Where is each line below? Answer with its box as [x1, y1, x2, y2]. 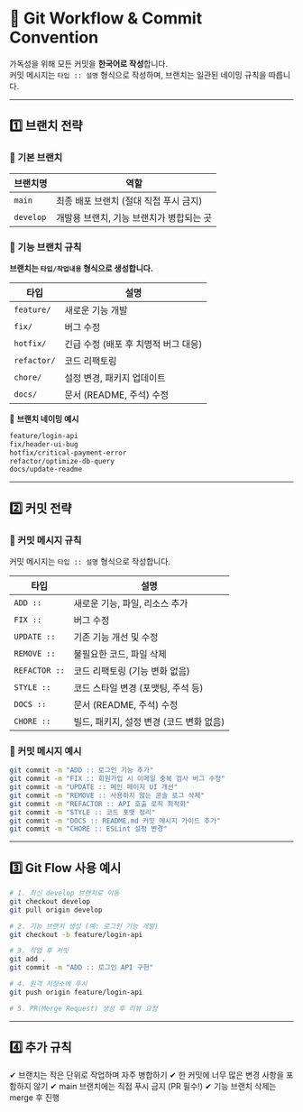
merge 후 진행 [9, 1091, 60, 1103]
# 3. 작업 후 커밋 [9, 946, 69, 955]
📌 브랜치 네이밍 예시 [9, 413, 79, 424]
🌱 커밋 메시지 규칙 [9, 534, 82, 547]
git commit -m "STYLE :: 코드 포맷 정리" [9, 807, 156, 817]
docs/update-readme [9, 464, 83, 474]
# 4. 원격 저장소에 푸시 [9, 979, 87, 988]
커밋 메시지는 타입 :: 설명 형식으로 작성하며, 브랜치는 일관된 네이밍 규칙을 [9, 69, 267, 80]
